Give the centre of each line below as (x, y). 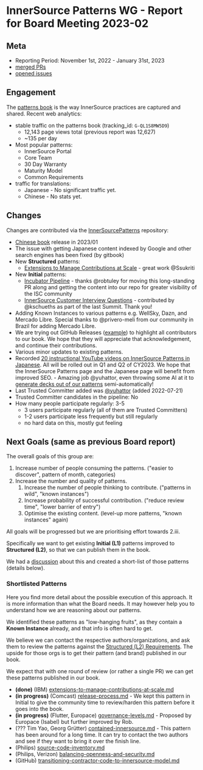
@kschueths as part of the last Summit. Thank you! (88, 306)
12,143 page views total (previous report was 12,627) (90, 132)
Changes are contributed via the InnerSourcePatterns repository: (88, 230)
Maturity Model (43, 170)
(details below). (26, 568)
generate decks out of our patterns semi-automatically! (84, 384)
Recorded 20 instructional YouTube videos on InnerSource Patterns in (102, 358)
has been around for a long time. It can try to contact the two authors (101, 734)
